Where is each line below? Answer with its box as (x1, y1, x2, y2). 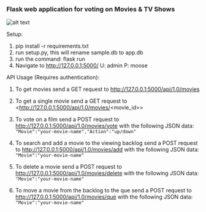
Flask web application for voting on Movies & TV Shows (6, 5, 175, 13)
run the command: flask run (15, 56, 86, 63)
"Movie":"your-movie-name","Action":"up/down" (15, 129, 137, 135)
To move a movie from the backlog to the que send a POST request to (15, 187, 192, 194)
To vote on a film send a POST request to (15, 115, 120, 123)
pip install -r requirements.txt (15, 42, 89, 50)
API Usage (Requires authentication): (6, 74, 100, 81)
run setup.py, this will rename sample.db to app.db (15, 49, 143, 56)
